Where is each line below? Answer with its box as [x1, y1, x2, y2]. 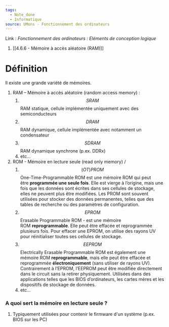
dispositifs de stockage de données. [20, 282, 96, 288]
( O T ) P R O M [81, 167, 104, 173]
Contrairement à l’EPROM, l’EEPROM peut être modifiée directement [20, 266, 162, 272]
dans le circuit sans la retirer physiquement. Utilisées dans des [20, 271, 151, 277]
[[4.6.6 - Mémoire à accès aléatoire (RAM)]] [12, 45, 104, 51]
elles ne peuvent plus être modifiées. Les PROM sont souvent [20, 191, 149, 197]
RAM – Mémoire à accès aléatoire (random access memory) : [12, 90, 140, 96]
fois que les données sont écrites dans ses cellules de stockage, [20, 186, 155, 192]
